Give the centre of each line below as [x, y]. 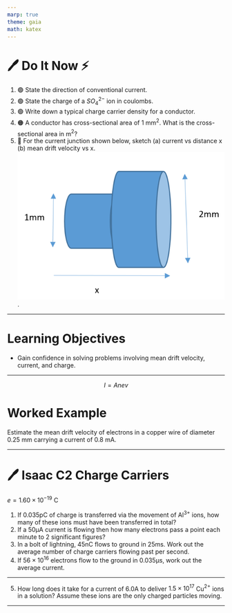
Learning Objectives [66, 338]
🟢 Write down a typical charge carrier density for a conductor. [106, 111]
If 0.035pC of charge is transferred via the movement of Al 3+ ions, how [118, 514]
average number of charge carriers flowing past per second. [103, 551]
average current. [41, 567]
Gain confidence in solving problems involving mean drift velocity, [111, 358]
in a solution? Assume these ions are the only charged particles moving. [119, 596]
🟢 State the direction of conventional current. [82, 90]
